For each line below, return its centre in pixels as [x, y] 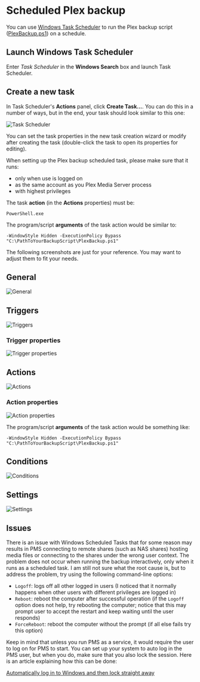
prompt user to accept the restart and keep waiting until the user [94, 611]
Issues [19, 528]
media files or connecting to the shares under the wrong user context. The [98, 556]
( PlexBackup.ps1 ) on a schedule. [46, 33]
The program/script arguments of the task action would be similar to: [92, 225]
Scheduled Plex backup [66, 10]
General [21, 277]
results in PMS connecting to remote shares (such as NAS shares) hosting [97, 549]
